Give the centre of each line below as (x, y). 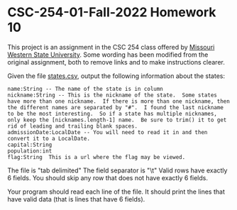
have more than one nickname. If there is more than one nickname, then (119, 101)
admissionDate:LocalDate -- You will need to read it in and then (108, 132)
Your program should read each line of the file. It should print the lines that (116, 192)
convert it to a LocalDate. (49, 138)
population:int (30, 151)
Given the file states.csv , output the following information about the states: (116, 76)
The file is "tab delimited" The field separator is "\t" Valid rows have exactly (117, 170)
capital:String (30, 145)
